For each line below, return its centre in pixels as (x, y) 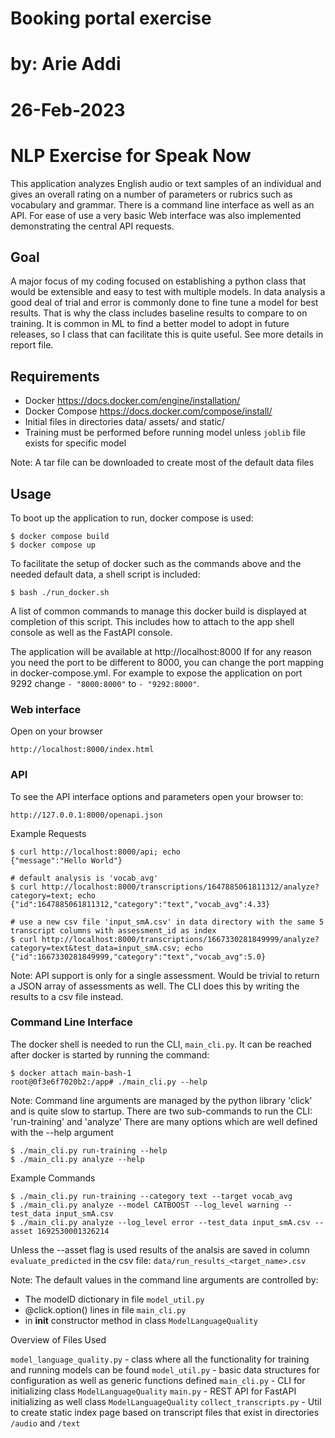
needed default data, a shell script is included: (105, 574)
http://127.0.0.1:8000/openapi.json (86, 815)
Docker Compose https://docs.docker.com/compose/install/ (148, 411)
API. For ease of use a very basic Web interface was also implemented (156, 215)
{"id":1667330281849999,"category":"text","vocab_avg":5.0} (138, 957)
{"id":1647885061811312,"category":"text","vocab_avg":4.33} (140, 904)
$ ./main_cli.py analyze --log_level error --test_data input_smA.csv (160, 1222)
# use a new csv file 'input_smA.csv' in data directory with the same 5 (167, 922)
